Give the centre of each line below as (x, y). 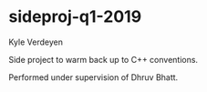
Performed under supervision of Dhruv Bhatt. (93, 77)
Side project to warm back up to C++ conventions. (103, 59)
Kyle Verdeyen (36, 42)
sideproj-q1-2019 (75, 17)
